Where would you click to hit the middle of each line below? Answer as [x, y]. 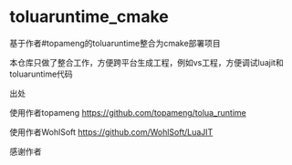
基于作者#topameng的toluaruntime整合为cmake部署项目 [115, 43]
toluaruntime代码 [41, 74]
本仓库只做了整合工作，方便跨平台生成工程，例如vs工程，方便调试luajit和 [147, 62]
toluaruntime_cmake [89, 17]
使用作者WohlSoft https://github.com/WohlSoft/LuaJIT [111, 132]
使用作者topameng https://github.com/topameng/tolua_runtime [128, 112]
